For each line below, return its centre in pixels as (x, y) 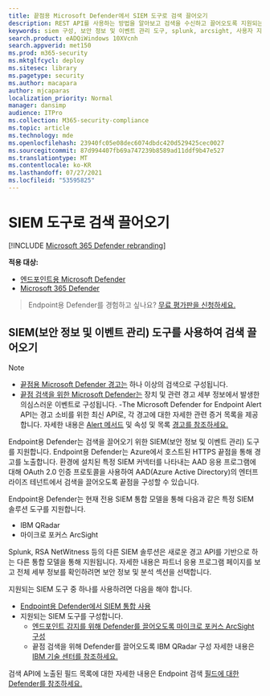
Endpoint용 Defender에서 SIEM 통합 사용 (85, 606)
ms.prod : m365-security (48, 53)
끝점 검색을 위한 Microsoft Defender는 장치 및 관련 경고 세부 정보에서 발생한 (140, 394)
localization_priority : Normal (61, 98)
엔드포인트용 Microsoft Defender (73, 279)
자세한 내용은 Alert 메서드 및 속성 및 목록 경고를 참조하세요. (136, 424)
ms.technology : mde (41, 135)
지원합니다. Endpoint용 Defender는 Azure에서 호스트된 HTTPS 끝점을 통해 (135, 451)
